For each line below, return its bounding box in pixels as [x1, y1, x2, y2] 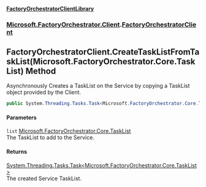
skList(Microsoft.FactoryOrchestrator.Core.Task [6, 56, 196, 67]
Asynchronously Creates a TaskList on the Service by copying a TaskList [6, 82, 190, 90]
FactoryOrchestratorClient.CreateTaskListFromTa [6, 47, 200, 57]
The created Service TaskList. [6, 175, 82, 182]
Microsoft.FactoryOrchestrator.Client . [6, 20, 123, 29]
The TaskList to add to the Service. [6, 134, 95, 141]
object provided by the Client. [6, 89, 82, 96]
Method [25, 66, 56, 76]
